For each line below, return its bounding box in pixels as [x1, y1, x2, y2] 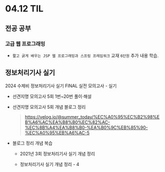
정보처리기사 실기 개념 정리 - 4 [19, 161, 80, 167]
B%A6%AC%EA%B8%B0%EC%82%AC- [24, 119, 111, 125]
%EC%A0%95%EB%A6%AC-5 [24, 130, 90, 136]
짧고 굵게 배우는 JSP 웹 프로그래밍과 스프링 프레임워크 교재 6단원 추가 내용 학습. [12, 52, 159, 58]
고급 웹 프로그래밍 [5, 40, 46, 47]
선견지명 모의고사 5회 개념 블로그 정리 [12, 104, 86, 110]
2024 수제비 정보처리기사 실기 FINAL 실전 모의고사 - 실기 [5, 83, 117, 89]
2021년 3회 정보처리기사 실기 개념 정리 [19, 151, 95, 157]
